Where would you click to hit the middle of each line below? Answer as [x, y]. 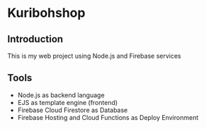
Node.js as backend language [61, 95]
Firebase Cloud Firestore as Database [73, 110]
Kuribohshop [46, 13]
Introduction [35, 39]
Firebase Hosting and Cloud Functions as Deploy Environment [108, 117]
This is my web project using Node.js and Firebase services [95, 56]
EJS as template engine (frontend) [68, 102]
